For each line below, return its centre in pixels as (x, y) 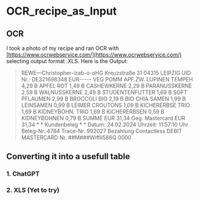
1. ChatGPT (23, 174)
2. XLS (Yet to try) (33, 190)
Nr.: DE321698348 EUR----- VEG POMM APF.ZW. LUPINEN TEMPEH (107, 79)
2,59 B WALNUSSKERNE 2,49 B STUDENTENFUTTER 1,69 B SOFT (104, 92)
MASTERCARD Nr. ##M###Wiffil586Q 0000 (76, 137)
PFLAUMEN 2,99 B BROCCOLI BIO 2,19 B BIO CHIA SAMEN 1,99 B (103, 99)
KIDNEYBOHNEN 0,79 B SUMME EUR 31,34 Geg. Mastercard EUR (103, 118)
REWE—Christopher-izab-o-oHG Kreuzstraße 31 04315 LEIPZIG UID (106, 73)
